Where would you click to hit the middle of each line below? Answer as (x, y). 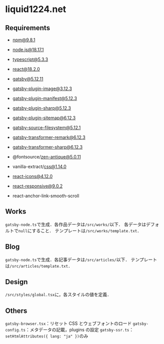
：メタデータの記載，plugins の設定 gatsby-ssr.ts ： (79, 330)
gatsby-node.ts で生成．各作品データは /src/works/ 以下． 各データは (76, 224)
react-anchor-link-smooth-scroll (46, 196)
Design (17, 282)
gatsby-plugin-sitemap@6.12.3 (44, 118)
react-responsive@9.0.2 (37, 186)
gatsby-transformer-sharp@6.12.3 (47, 147)
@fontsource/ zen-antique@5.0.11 (47, 157)
